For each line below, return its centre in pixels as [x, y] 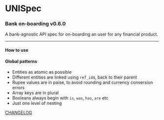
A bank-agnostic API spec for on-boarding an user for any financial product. [82, 34]
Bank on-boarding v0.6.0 [35, 24]
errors [18, 88]
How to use [17, 50]
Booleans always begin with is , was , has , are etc [60, 98]
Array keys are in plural [35, 93]
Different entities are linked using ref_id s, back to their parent [75, 77]
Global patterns [21, 61]
